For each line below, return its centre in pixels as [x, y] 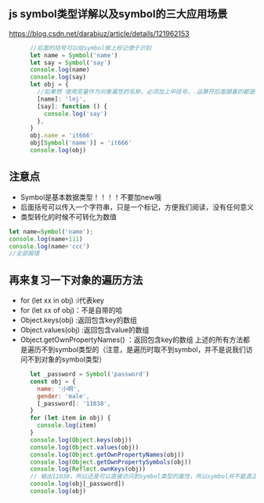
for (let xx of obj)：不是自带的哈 [71, 310]
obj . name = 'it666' [61, 136]
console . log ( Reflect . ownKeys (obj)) [88, 469]
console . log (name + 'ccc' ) [49, 246]
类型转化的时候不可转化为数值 [68, 217]
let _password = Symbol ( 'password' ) [89, 374]
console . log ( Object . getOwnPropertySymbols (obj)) [110, 462]
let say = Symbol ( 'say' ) [70, 62]
